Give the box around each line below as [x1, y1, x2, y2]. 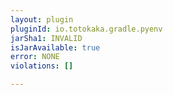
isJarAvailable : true [10, 42, 101, 53]
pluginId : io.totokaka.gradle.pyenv [10, 24, 163, 34]
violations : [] [10, 61, 74, 71]
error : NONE [10, 52, 60, 62]
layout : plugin [10, 14, 74, 25]
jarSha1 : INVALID [10, 33, 83, 43]
